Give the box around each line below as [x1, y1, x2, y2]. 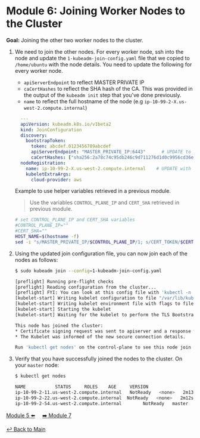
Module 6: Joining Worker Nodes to [6, 4, 186, 18]
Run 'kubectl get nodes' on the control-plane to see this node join [14, 344, 192, 350]
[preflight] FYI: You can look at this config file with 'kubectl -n [14, 289, 192, 296]
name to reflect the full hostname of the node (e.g [23, 97, 143, 105]
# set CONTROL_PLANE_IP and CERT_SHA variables [14, 217, 135, 223]
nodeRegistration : [20, 160, 66, 166]
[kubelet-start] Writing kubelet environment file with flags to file [14, 301, 194, 307]
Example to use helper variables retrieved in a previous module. [14, 187, 171, 195]
